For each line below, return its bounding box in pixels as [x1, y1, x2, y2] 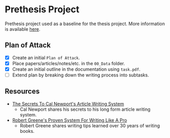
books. [19, 128, 35, 134]
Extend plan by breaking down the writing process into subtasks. [12, 72, 150, 78]
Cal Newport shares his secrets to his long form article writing [19, 106, 151, 112]
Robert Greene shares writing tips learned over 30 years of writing [19, 122, 160, 129]
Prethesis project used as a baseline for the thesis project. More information [5, 21, 165, 27]
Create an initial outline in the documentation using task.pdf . [12, 66, 141, 72]
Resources [5, 87, 40, 96]
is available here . [5, 26, 40, 32]
